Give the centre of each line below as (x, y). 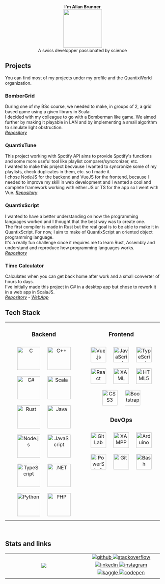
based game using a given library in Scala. (48, 112)
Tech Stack (23, 313)
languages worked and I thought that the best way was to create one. (75, 221)
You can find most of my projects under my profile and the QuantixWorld (79, 78)
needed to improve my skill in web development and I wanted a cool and (78, 182)
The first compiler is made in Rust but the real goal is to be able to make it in (82, 227)
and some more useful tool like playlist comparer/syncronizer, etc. (72, 162)
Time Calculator (25, 265)
